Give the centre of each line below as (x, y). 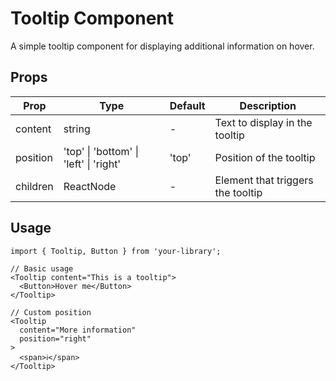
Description (268, 105)
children (34, 186)
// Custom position (51, 312)
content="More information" (78, 330)
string (77, 129)
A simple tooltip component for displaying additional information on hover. (162, 46)
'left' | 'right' (92, 164)
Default (187, 105)
